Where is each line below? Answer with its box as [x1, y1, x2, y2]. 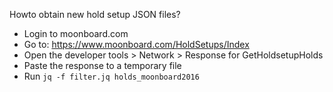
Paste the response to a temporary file [23, 60, 182, 71]
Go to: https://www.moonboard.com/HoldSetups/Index [23, 39, 250, 50]
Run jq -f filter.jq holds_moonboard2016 [23, 70, 200, 82]
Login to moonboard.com [23, 28, 129, 39]
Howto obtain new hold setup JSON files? [9, 9, 181, 20]
